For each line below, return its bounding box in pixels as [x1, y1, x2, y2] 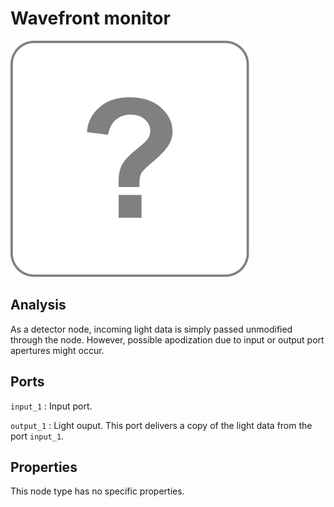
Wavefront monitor [10, 7, 171, 30]
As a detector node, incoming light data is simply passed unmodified [10, 323, 293, 335]
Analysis [10, 297, 67, 314]
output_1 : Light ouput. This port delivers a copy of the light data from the [10, 419, 313, 431]
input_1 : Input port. [10, 400, 93, 412]
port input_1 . [10, 430, 65, 442]
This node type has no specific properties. [10, 485, 185, 497]
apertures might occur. [10, 344, 105, 356]
